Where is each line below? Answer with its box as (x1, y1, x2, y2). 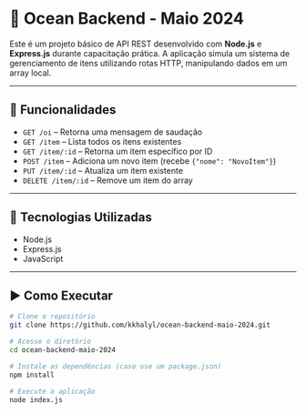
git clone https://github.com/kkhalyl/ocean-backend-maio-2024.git (9, 320, 271, 330)
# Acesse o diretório (9, 337, 92, 347)
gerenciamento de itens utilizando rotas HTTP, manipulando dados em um (9, 57, 288, 68)
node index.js (9, 395, 64, 404)
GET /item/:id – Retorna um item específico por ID (22, 146, 213, 157)
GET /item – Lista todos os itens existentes (22, 136, 182, 146)
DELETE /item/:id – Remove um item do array (22, 175, 193, 186)
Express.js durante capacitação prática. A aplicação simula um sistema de (9, 47, 291, 58)
